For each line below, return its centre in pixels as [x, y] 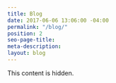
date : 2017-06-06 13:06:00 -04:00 [58, 20]
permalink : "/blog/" [38, 27]
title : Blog [25, 14]
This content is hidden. [41, 73]
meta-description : [34, 46]
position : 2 [25, 33]
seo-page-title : [31, 40]
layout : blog [27, 53]
